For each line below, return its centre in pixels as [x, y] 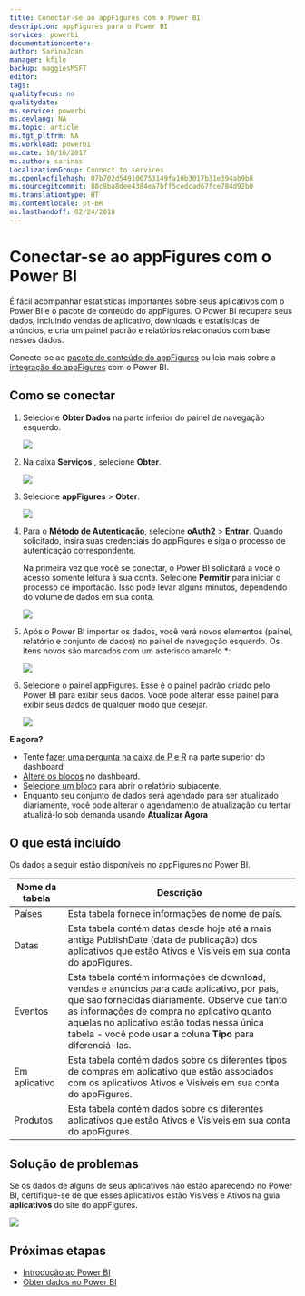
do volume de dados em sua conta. [89, 596]
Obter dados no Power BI [69, 1281]
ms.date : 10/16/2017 [49, 152]
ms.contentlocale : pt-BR [56, 204]
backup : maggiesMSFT [49, 69]
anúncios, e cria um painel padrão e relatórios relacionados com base [140, 330]
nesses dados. [37, 339]
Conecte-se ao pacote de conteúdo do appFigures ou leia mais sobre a [143, 357]
